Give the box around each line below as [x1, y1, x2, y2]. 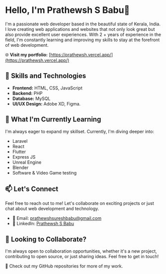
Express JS [12, 154, 36, 160]
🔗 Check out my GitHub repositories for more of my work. [5, 263, 123, 269]
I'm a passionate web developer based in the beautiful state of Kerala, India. [5, 21, 161, 27]
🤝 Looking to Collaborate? [5, 235, 87, 243]
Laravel [12, 138, 28, 144]
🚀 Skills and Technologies [5, 72, 86, 80]
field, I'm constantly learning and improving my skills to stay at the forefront [5, 37, 160, 43]
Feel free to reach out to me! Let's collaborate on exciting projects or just [5, 200, 154, 206]
